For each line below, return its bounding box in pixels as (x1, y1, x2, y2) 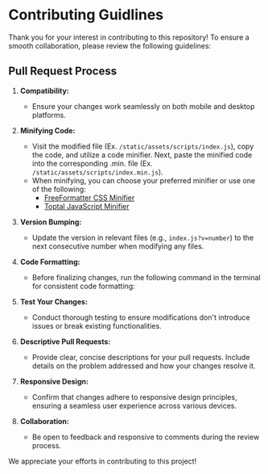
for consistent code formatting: (31, 281, 135, 291)
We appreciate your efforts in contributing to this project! (8, 456, 197, 466)
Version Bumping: (19, 216, 82, 227)
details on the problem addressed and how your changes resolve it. (31, 361, 256, 371)
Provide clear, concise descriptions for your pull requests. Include (31, 352, 250, 362)
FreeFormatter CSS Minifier (43, 192, 135, 203)
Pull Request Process (8, 65, 118, 78)
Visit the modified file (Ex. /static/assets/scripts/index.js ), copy (31, 141, 254, 151)
